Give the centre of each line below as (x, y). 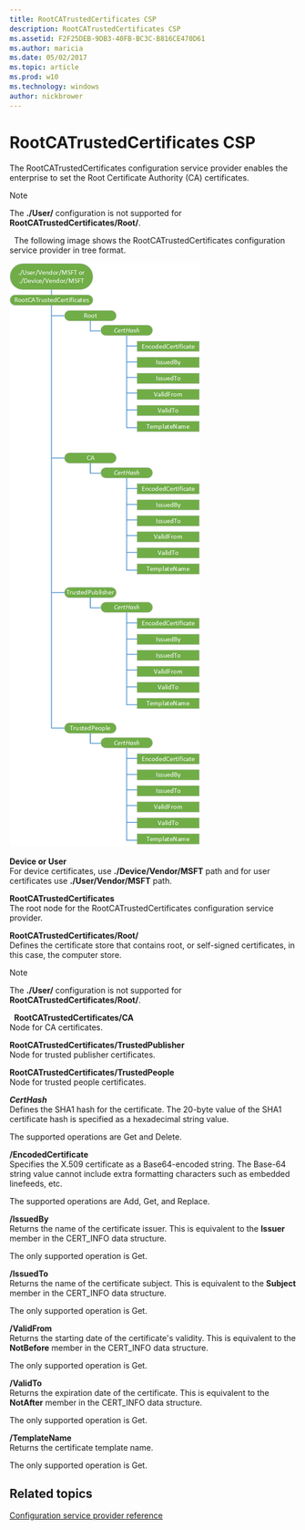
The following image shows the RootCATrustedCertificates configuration (149, 240)
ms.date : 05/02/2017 (49, 58)
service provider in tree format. (68, 250)
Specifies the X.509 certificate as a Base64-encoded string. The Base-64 (148, 1164)
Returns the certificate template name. (81, 1447)
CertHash (28, 1099)
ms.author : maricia (46, 48)
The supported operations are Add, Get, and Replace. (110, 1201)
